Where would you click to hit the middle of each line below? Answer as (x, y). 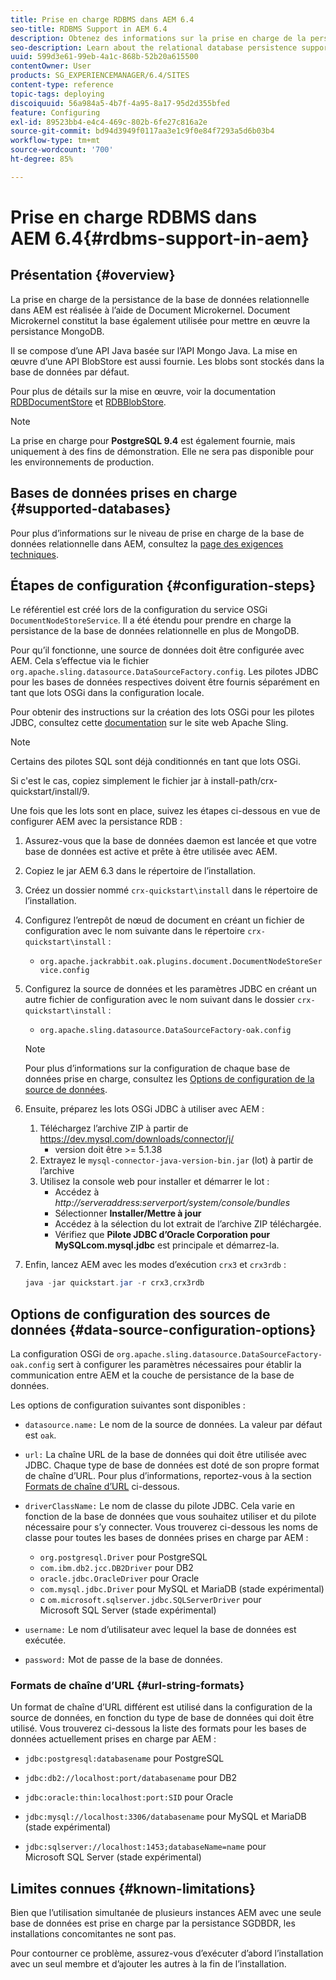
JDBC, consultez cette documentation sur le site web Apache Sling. (149, 723)
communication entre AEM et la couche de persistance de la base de (152, 1375)
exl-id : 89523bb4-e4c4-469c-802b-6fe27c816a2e (109, 122)
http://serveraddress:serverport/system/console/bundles (172, 1203)
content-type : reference (62, 85)
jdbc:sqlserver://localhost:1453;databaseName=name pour (145, 1847)
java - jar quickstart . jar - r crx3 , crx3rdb (114, 1283)
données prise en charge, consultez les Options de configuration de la (169, 1079)
